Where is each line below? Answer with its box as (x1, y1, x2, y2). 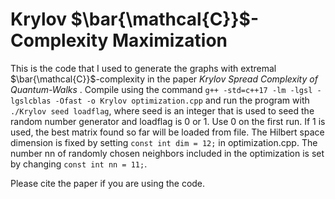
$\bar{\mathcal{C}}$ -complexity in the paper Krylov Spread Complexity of (10, 73, 318, 85)
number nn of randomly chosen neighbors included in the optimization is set (10, 147, 325, 159)
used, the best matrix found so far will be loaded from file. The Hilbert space (10, 126, 325, 138)
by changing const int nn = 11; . (10, 158, 148, 170)
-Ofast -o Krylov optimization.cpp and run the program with (54, 94, 310, 106)
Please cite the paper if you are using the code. (10, 177, 206, 189)
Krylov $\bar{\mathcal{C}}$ (10, 8, 251, 31)
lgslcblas (10, 96, 52, 106)
